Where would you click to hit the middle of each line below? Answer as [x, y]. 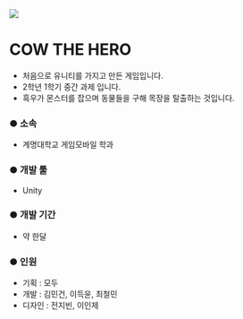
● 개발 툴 [28, 170]
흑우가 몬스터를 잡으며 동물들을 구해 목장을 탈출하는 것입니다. [128, 98]
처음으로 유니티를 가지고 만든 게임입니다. [92, 75]
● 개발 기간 [33, 215]
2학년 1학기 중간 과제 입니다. [71, 86]
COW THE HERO [71, 50]
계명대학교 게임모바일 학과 [68, 145]
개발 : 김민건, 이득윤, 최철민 [70, 294]
